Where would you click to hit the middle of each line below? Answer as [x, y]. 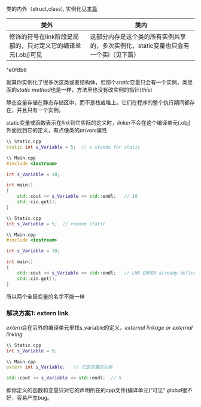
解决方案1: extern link [37, 313]
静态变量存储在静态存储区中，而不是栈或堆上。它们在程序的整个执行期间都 [98, 102]
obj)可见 [31, 55]
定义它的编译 [57, 46]
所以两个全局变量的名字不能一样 [45, 296]
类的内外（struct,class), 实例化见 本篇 [52, 9]
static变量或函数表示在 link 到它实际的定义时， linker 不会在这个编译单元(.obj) [99, 123]
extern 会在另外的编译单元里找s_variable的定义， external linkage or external [100, 327]
